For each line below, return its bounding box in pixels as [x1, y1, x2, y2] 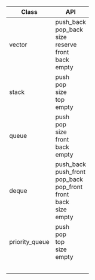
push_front [55, 168, 85, 176]
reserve [55, 40, 77, 49]
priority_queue [9, 238, 50, 246]
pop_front [55, 183, 82, 191]
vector [9, 40, 27, 49]
